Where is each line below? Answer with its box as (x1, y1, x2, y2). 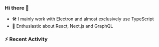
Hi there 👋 (5, 4, 30, 11)
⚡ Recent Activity (5, 36, 48, 43)
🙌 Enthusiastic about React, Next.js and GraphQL (12, 23, 113, 29)
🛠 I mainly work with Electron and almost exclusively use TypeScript (12, 16, 154, 22)
